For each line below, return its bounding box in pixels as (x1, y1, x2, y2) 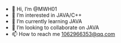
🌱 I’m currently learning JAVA (11, 18, 82, 24)
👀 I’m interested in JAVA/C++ (11, 12, 82, 19)
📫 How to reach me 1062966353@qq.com (11, 31, 116, 37)
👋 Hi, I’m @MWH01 (11, 6, 57, 12)
